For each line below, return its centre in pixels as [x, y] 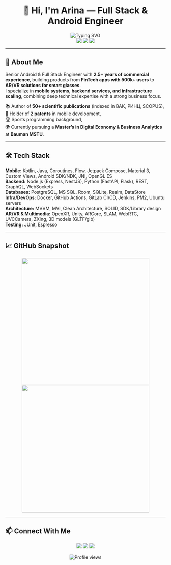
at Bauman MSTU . [25, 134]
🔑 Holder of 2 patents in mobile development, [53, 114]
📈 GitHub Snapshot [37, 246]
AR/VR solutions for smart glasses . [43, 85]
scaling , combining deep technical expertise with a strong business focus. [83, 96]
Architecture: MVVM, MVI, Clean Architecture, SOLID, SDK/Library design [83, 208]
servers [13, 203]
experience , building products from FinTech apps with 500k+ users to [80, 80]
